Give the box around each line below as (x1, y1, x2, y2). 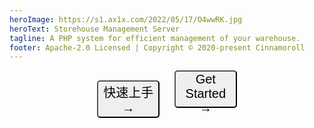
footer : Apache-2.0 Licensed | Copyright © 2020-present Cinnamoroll (9, 42, 306, 53)
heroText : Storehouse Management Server (9, 24, 181, 34)
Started (185, 86, 227, 101)
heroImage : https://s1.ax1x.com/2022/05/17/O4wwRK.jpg (9, 14, 243, 25)
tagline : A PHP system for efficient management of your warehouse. (9, 33, 301, 43)
